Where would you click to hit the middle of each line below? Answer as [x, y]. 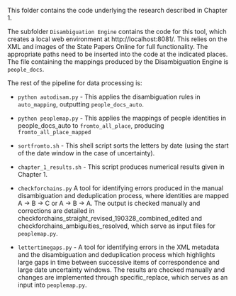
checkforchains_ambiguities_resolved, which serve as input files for [117, 226]
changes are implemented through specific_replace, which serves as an [123, 277]
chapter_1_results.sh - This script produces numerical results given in [121, 167]
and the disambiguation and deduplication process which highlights [116, 254]
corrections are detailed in [56, 211]
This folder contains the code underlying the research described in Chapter [118, 10]
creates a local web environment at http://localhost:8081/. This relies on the [118, 39]
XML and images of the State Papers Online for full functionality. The [108, 46]
